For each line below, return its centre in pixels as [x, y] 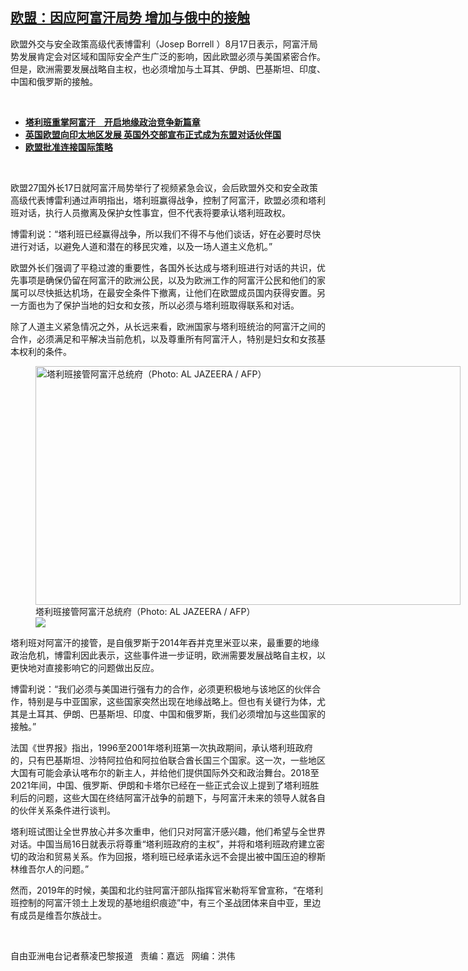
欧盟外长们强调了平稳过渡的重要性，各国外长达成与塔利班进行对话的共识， [163, 267]
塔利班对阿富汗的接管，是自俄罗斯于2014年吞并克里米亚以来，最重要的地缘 [165, 642]
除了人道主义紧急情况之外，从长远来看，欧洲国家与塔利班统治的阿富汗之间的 [168, 326]
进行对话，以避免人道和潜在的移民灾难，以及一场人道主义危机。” [141, 246]
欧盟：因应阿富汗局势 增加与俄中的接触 [130, 18]
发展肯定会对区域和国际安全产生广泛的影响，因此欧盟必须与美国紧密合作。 [172, 56]
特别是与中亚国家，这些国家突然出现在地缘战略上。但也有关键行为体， [172, 701]
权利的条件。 [45, 351]
